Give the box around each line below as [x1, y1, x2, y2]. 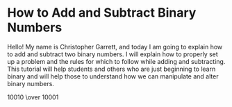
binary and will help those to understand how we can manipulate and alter [7, 72, 219, 81]
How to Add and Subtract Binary [7, 5, 197, 21]
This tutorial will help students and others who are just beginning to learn [7, 65, 216, 73]
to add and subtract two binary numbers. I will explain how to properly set [7, 50, 219, 58]
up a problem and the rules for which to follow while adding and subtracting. [7, 57, 226, 65]
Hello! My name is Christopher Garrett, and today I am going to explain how [7, 42, 223, 51]
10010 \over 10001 [7, 92, 59, 101]
